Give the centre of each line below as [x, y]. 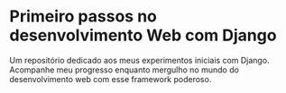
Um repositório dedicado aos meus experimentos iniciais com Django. [139, 60]
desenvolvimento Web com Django [143, 35]
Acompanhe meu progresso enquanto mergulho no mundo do [124, 70]
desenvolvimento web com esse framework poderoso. [111, 79]
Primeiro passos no [83, 17]
